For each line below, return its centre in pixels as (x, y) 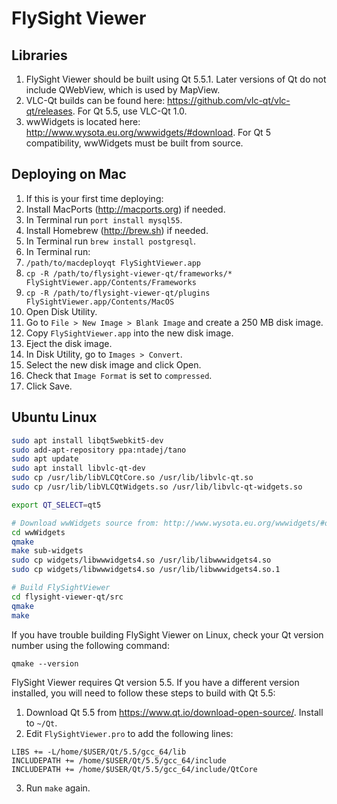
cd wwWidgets (38, 532)
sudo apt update (45, 459)
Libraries (39, 55)
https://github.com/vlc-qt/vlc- (229, 100)
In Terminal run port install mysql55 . (104, 219)
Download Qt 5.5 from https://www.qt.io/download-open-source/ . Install (174, 712)
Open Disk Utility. (61, 311)
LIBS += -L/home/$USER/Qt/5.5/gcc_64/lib (99, 752)
